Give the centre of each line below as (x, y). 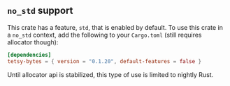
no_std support (40, 11)
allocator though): (33, 42)
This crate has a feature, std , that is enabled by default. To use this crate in (115, 27)
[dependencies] (29, 55)
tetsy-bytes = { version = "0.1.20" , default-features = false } (104, 61)
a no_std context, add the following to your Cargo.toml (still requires (105, 35)
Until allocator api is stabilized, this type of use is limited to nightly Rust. (110, 74)
